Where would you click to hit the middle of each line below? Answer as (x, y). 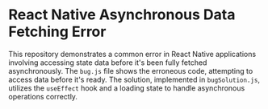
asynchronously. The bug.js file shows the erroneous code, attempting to (131, 71)
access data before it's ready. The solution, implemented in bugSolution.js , (134, 79)
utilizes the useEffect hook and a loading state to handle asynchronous (127, 88)
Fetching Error (57, 32)
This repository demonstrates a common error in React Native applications (132, 54)
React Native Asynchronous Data (122, 15)
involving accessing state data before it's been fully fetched (108, 63)
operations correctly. (43, 96)
